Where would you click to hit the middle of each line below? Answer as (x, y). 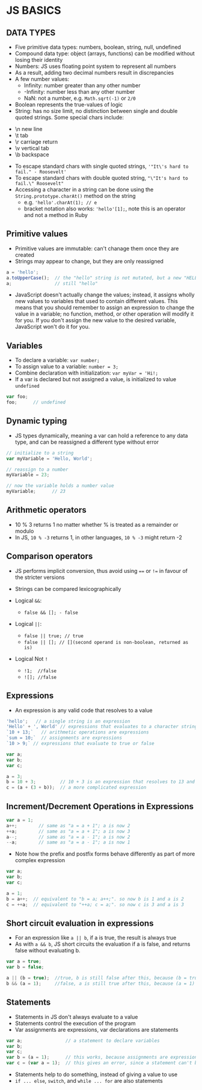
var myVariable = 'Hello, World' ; (50, 458)
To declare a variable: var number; (57, 360)
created (25, 255)
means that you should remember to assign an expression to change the (104, 308)
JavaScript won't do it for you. (52, 327)
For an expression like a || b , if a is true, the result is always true (96, 938)
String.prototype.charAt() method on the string (75, 196)
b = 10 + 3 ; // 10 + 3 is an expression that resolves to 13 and (101, 782)
